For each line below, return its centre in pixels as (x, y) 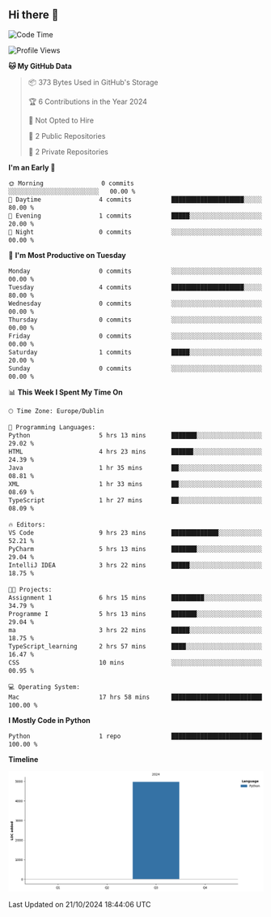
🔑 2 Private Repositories (68, 152)
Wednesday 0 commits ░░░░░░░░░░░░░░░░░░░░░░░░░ (135, 304)
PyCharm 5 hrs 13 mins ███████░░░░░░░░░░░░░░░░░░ (135, 549)
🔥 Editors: (27, 524)
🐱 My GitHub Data (40, 66)
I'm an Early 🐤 (32, 167)
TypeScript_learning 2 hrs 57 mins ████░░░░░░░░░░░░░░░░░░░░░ (135, 646)
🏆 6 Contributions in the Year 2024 (87, 101)
